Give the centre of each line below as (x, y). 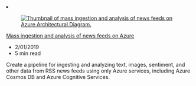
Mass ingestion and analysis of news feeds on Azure (70, 36)
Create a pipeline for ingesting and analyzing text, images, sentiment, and (96, 65)
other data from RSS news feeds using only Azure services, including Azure (98, 71)
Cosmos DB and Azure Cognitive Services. (58, 77)
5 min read (28, 53)
